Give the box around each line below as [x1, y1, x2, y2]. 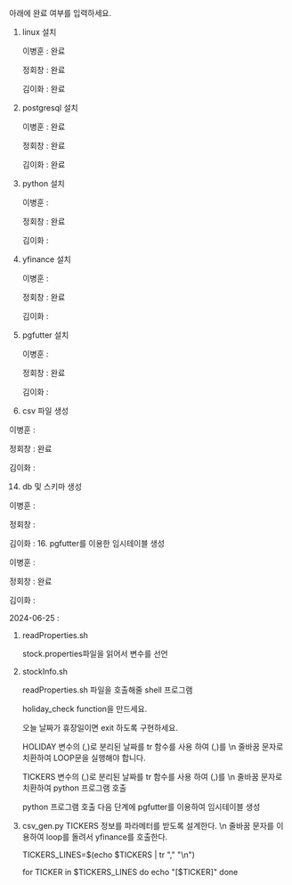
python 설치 [21, 178, 65, 189]
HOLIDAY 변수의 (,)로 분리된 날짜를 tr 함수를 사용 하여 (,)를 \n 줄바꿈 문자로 [21, 742, 284, 751]
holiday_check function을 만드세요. [21, 703, 148, 714]
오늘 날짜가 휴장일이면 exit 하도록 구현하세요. [21, 723, 178, 733]
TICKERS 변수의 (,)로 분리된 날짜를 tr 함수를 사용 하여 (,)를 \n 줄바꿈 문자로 [21, 772, 283, 782]
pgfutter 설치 [21, 330, 69, 340]
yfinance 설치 [21, 254, 71, 265]
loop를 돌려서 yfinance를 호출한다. [45, 832, 168, 842]
